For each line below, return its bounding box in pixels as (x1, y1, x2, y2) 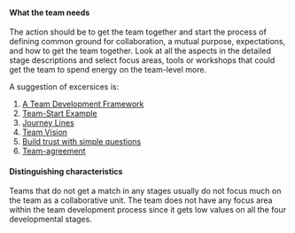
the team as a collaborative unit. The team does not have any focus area (9, 195, 273, 206)
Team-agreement (21, 146, 86, 157)
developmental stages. (9, 214, 93, 225)
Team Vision (21, 127, 68, 137)
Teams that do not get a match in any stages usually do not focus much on (9, 186, 282, 197)
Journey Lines (21, 118, 75, 128)
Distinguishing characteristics (9, 166, 123, 176)
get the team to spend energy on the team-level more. (9, 65, 206, 75)
